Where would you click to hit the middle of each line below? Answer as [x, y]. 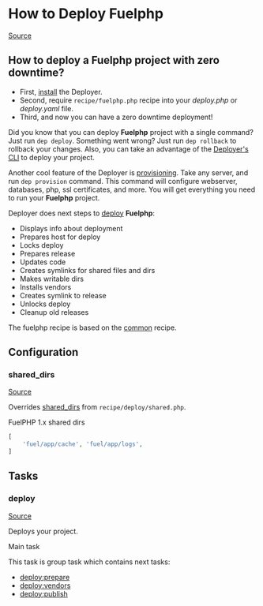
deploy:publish [44, 593]
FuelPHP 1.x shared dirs [47, 422]
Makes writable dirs [52, 279]
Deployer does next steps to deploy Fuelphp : [82, 213]
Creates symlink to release [63, 295]
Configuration [43, 352]
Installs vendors [45, 287]
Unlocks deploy [45, 304]
